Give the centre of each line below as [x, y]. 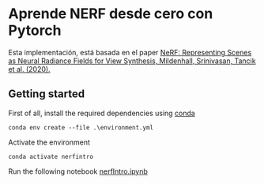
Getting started [47, 94]
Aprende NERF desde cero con [111, 14]
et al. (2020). [29, 69]
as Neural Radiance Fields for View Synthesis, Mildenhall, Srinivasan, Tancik [132, 61]
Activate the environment [49, 142]
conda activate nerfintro [51, 156]
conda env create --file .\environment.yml [81, 127]
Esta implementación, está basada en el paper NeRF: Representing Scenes [130, 52]
